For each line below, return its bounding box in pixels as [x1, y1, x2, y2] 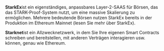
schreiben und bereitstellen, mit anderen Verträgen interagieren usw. [5, 35, 145, 41]
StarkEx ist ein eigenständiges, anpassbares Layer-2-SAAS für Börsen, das [5, 4, 159, 10]
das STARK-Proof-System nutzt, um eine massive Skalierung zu [5, 9, 135, 15]
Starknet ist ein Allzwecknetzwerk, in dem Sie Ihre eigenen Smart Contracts [5, 30, 160, 35]
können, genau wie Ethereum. [5, 40, 66, 46]
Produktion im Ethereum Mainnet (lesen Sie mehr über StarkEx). [5, 20, 136, 26]
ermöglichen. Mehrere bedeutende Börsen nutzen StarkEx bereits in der [5, 15, 153, 20]
